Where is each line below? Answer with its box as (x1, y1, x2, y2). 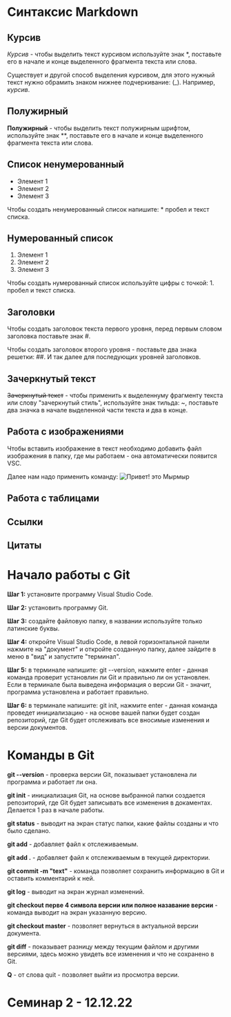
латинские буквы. (7, 624, 60, 632)
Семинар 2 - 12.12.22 (7, 995, 133, 1011)
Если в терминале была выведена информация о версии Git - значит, (7, 680, 212, 688)
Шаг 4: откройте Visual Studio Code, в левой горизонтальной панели (7, 637, 210, 645)
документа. (7, 928, 41, 937)
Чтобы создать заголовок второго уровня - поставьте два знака (7, 345, 197, 354)
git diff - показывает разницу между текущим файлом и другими (7, 942, 199, 951)
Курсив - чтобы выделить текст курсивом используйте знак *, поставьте (7, 50, 222, 58)
